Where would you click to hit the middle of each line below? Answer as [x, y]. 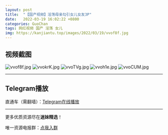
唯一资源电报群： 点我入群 [31, 127]
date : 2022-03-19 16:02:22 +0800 [42, 19]
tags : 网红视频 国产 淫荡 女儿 [34, 28]
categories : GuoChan [27, 24]
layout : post [19, 10]
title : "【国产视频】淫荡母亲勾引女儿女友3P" [48, 14]
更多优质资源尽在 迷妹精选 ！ [34, 117]
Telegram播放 [27, 89]
